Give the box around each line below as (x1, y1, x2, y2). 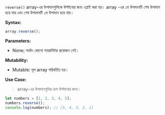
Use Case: (5, 76, 27, 83)
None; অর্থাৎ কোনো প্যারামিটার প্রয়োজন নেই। (12, 47, 79, 53)
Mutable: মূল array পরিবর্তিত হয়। (12, 66, 69, 73)
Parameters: (5, 38, 31, 44)
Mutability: (5, 57, 28, 63)
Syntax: (5, 20, 22, 25)
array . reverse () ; (5, 29, 41, 34)
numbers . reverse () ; (5, 100, 45, 105)
